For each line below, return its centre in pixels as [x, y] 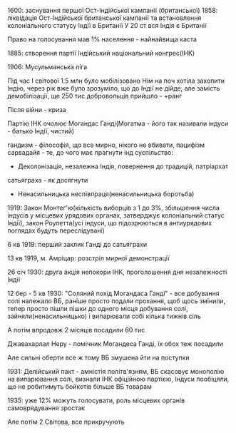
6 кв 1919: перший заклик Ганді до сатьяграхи [77, 244]
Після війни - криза [37, 109]
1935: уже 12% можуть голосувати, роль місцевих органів [96, 400]
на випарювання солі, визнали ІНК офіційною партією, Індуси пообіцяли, [118, 379]
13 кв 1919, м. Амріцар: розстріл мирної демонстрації [88, 258]
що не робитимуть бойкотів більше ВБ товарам [79, 387]
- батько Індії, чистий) [41, 131]
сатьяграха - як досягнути [48, 180]
